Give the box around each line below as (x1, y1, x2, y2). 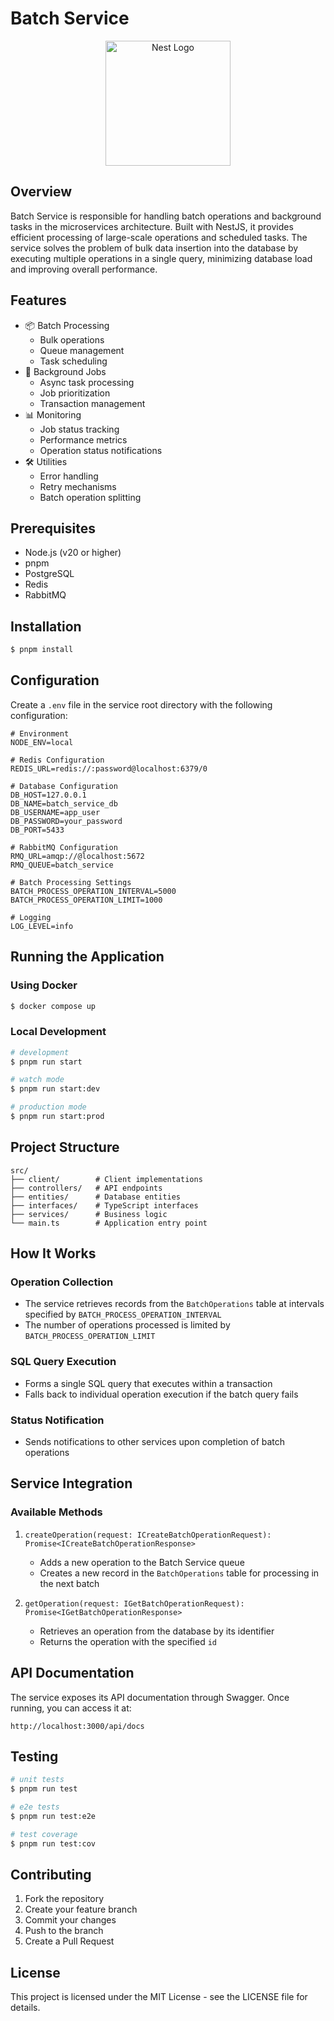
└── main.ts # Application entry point (10, 1218, 208, 1228)
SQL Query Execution (10, 1355, 117, 1369)
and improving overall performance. (10, 263, 158, 275)
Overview (10, 183, 73, 201)
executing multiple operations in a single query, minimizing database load (10, 252, 313, 264)
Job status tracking (39, 423, 120, 435)
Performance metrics (39, 433, 128, 446)
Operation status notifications (39, 444, 163, 456)
